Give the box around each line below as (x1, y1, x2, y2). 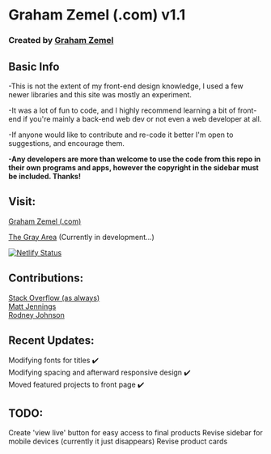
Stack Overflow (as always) (8, 293, 100, 302)
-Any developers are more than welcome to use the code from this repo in (8, 154, 261, 164)
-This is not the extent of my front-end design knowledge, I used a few (8, 81, 244, 91)
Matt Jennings (8, 302, 57, 311)
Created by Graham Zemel (8, 35, 114, 46)
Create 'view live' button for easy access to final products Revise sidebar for (8, 428, 263, 438)
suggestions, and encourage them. (8, 138, 125, 148)
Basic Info (8, 59, 60, 74)
